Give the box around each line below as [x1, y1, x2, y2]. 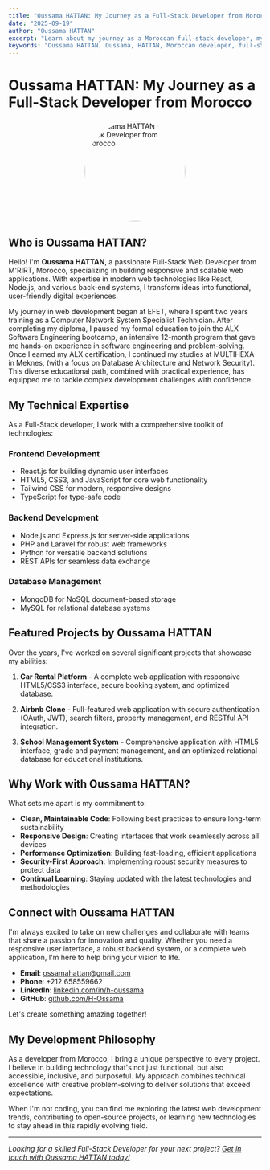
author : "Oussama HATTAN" [8, 27, 95, 35]
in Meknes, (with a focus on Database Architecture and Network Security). [8, 358, 256, 368]
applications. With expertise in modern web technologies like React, [8, 274, 233, 284]
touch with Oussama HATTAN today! [8, 1152, 130, 1162]
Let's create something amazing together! [8, 1009, 147, 1019]
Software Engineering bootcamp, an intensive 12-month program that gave [8, 333, 256, 342]
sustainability [19, 823, 64, 832]
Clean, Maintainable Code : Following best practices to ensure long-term [19, 814, 261, 824]
